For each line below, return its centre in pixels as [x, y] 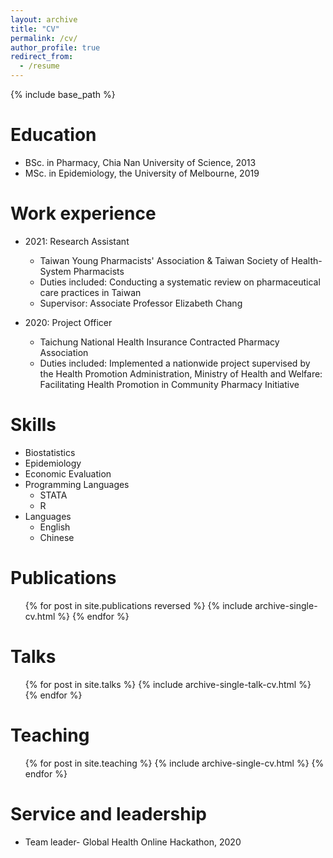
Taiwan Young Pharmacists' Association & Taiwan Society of [164, 260]
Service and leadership [108, 813]
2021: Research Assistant [77, 241]
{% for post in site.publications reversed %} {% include [138, 605]
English [55, 527]
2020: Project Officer [68, 322]
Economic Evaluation [68, 473]
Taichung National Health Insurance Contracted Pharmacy [159, 342]
